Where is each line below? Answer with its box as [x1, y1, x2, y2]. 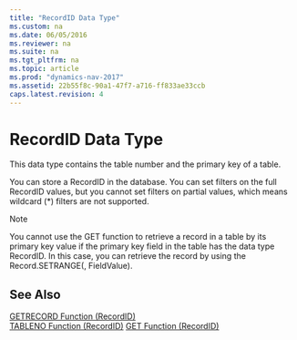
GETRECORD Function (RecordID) [9, 311, 137, 322]
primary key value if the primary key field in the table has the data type [9, 241, 275, 252]
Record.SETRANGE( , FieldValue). [9, 261, 133, 272]
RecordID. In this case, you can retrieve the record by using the [9, 251, 246, 262]
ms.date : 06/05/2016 [9, 30, 88, 39]
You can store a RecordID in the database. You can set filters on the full [9, 177, 278, 188]
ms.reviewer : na [9, 38, 71, 48]
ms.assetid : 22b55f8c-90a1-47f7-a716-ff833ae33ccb [9, 81, 206, 90]
